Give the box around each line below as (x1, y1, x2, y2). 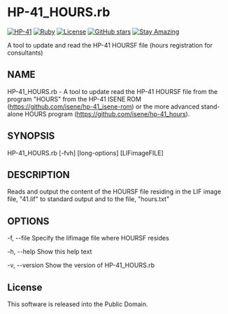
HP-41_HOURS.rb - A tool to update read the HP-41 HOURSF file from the (7, 87, 218, 95)
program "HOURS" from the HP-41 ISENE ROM (7, 95, 142, 103)
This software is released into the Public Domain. (7, 300, 148, 308)
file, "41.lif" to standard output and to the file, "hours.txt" (7, 195, 170, 203)
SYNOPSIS (7, 130, 55, 142)
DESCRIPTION (7, 169, 70, 181)
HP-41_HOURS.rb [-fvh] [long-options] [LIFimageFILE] (7, 149, 164, 157)
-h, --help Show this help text (7, 247, 92, 256)
